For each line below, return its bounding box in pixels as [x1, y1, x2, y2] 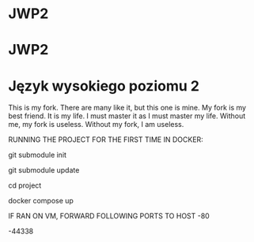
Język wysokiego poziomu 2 [8, 76, 200, 95]
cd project [8, 181, 42, 190]
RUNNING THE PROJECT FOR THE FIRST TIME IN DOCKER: [8, 135, 203, 144]
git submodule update [8, 166, 80, 175]
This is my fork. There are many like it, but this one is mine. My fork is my [8, 103, 247, 113]
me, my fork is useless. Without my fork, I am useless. [8, 120, 184, 129]
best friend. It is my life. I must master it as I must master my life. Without [8, 111, 246, 121]
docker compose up [8, 196, 74, 206]
